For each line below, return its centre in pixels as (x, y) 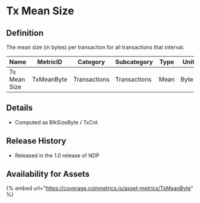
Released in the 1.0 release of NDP (57, 155)
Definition (25, 33)
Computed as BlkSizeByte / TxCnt (56, 122)
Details (19, 108)
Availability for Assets (48, 174)
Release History (36, 141)
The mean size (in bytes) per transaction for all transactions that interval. (95, 47)
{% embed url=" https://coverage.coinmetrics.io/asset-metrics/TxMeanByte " (100, 188)
